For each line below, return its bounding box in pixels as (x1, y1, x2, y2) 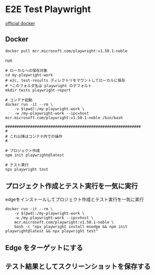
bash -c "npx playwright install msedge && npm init (14, 224, 128, 229)
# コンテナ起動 (5, 97, 33, 102)
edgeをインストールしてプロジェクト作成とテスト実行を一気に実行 (5, 196, 144, 202)
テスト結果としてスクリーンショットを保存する (5, 262, 151, 271)
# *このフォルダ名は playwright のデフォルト (5, 83, 92, 88)
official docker (5, 20, 35, 26)
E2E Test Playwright (5, 4, 91, 15)
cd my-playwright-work (5, 72, 53, 77)
